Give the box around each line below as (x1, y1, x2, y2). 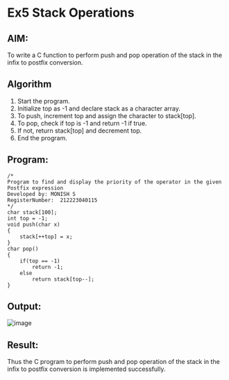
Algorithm (7, 79, 52, 90)
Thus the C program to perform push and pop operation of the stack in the (7, 358, 220, 366)
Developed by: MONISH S (7, 190, 76, 197)
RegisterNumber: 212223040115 (7, 197, 98, 204)
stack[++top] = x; (19, 233, 73, 240)
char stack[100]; (7, 208, 58, 216)
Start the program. (17, 97, 71, 105)
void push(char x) (7, 221, 60, 228)
